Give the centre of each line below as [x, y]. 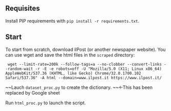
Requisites [23, 8]
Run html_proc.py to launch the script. [46, 103]
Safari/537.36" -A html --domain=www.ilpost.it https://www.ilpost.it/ [83, 78]
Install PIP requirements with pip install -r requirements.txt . [72, 21]
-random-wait [19, 69]
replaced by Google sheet [33, 92]
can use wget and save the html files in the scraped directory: [70, 55]
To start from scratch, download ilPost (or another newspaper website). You [85, 49]
